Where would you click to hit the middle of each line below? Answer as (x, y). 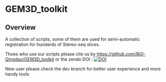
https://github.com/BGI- (121, 54)
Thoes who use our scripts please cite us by (50, 54)
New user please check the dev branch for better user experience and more (83, 69)
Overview (21, 27)
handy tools (17, 74)
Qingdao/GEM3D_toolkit (30, 59)
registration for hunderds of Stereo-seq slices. (53, 44)
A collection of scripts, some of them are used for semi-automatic (73, 39)
